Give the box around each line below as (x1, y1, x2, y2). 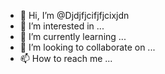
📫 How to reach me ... (19, 53, 113, 64)
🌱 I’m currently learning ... (19, 31, 127, 42)
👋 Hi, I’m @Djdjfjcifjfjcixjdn (19, 10, 130, 21)
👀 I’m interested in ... (19, 20, 105, 32)
